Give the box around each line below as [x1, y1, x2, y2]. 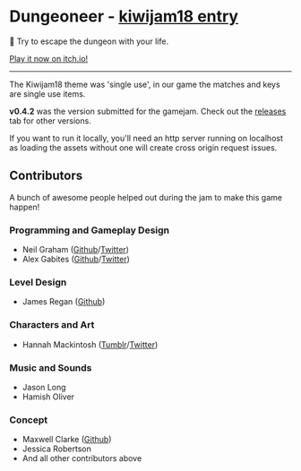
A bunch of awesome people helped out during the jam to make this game [9, 192, 282, 202]
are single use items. [9, 88, 86, 99]
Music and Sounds [9, 361, 92, 373]
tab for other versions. [9, 115, 91, 126]
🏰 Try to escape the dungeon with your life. [9, 36, 168, 47]
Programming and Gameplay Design [9, 224, 170, 236]
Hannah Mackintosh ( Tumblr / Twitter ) [21, 338, 159, 350]
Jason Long [21, 381, 66, 392]
